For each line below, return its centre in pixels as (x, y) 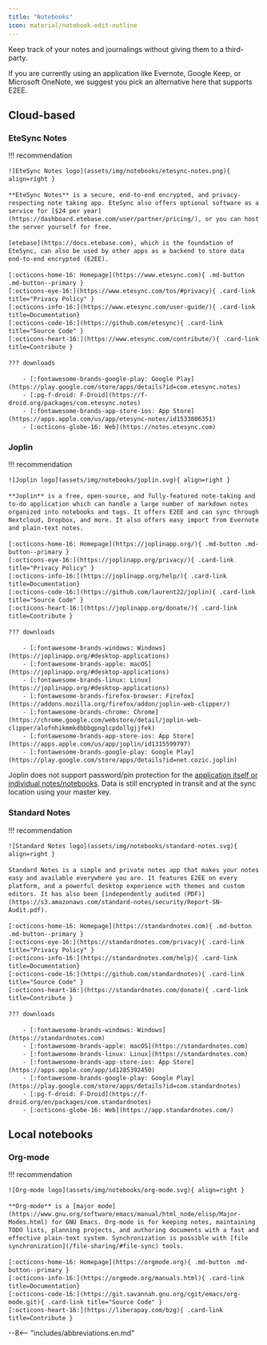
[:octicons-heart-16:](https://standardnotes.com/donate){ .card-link (128, 990)
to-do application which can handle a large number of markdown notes (128, 504)
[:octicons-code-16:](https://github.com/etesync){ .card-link (116, 323)
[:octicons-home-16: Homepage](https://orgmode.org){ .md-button (119, 1263)
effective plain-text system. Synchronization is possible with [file (128, 1239)
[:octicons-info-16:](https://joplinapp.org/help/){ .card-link (118, 576)
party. (18, 58)
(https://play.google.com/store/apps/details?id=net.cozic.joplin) (123, 760)
